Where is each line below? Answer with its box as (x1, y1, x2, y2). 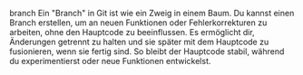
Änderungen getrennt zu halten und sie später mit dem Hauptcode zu (9, 36, 269, 47)
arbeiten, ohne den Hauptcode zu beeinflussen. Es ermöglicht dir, (9, 27, 256, 37)
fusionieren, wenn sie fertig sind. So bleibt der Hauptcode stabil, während (9, 46, 285, 57)
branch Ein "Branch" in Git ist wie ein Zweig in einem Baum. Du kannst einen (9, 8, 295, 18)
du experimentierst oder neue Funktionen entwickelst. (9, 56, 211, 66)
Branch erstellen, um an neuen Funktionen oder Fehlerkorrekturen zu (9, 17, 268, 28)
